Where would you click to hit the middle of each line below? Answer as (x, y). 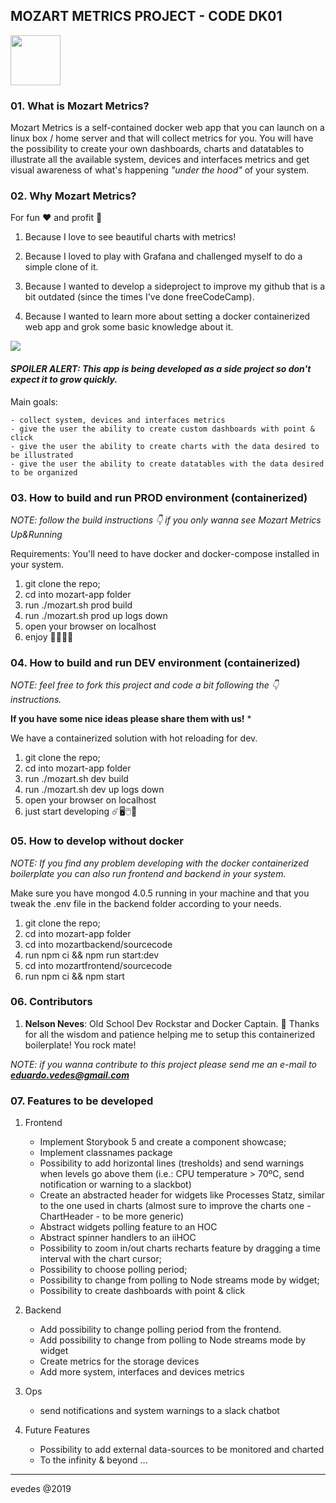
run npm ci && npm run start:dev (92, 955)
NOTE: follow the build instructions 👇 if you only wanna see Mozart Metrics (166, 520)
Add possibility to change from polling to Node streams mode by (173, 1340)
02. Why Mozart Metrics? (73, 196)
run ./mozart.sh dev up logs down (94, 790)
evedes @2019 (41, 1489)
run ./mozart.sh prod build (78, 605)
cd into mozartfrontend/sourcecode (98, 965)
